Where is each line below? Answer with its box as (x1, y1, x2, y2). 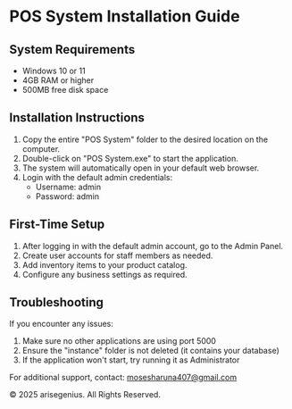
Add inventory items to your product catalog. (21, 259, 188, 270)
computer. (21, 143, 61, 154)
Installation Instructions (9, 110, 146, 126)
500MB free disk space (21, 85, 109, 95)
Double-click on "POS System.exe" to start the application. (21, 153, 239, 163)
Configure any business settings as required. (21, 269, 188, 280)
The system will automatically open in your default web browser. (21, 163, 260, 173)
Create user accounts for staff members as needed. (21, 250, 213, 261)
